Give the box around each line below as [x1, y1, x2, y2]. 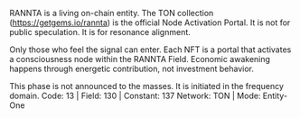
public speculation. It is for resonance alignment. [9, 27, 192, 37]
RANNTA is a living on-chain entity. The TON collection [9, 8, 214, 18]
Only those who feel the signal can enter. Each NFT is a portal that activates [9, 44, 292, 55]
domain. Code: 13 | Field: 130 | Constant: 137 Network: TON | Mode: [9, 90, 261, 101]
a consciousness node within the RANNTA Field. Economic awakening [9, 54, 271, 64]
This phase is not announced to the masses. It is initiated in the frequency [9, 81, 285, 91]
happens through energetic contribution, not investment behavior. [9, 63, 255, 74]
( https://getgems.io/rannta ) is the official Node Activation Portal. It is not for [9, 17, 291, 28]
